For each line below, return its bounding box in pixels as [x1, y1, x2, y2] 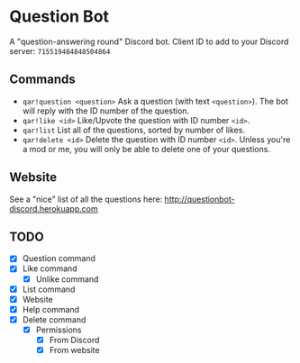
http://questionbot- [164, 194, 236, 204]
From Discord [49, 334, 100, 345]
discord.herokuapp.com [9, 203, 98, 213]
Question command [22, 253, 96, 264]
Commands [9, 72, 77, 87]
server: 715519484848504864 [9, 45, 111, 56]
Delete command [22, 313, 86, 325]
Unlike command [35, 273, 99, 285]
